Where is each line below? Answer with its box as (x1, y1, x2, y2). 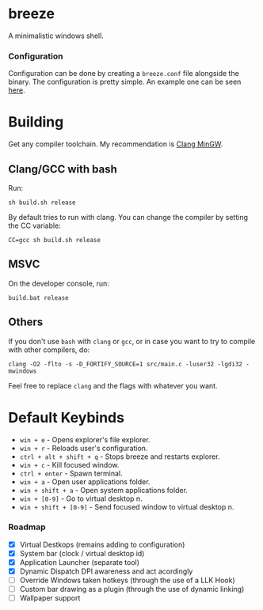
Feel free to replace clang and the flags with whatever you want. (8, 381, 218, 390)
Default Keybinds (8, 408, 125, 426)
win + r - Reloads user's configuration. (19, 443, 148, 453)
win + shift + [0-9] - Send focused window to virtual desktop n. (19, 502, 234, 511)
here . (8, 85, 25, 95)
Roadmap (8, 521, 46, 532)
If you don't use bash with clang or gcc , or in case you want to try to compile (8, 336, 256, 346)
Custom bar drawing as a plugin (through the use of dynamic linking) (19, 585, 245, 594)
